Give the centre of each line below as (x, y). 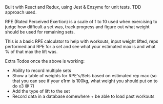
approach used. (21, 12)
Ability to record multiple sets (42, 70)
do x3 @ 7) (23, 86)
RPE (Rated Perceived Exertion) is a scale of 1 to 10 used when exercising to (81, 22)
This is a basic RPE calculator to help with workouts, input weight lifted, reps (82, 41)
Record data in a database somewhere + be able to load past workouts (83, 96)
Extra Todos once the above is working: (45, 61)
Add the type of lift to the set (41, 91)
